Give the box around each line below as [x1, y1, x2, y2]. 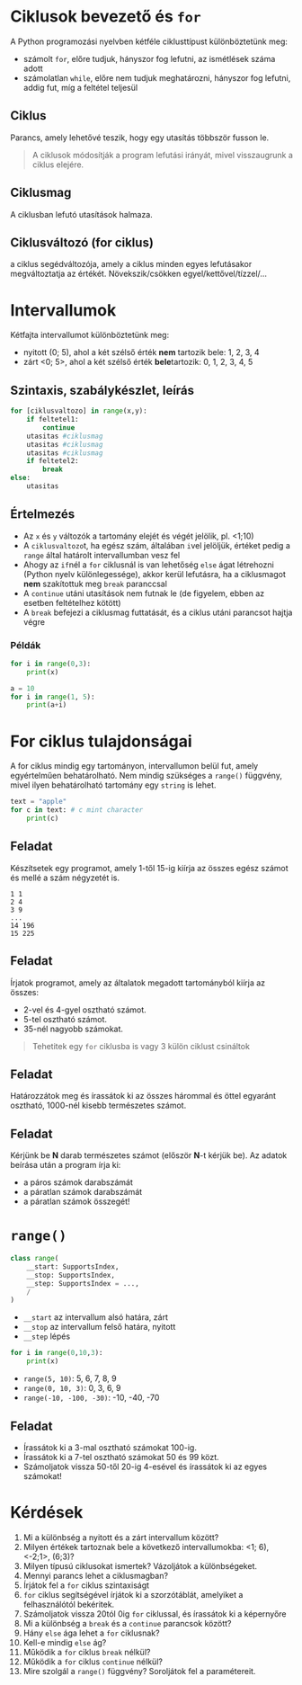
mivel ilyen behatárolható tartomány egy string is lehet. [10, 780, 217, 790]
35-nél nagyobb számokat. [22, 1023, 124, 1034]
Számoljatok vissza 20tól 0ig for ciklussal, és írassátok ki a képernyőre [22, 1608, 287, 1619]
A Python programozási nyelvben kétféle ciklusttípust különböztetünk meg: [10, 36, 289, 47]
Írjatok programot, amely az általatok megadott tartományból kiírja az [10, 977, 266, 988]
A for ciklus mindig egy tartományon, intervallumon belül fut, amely [10, 761, 259, 771]
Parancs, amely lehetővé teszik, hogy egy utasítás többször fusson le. [10, 132, 270, 143]
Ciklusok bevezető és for [10, 6, 201, 27]
